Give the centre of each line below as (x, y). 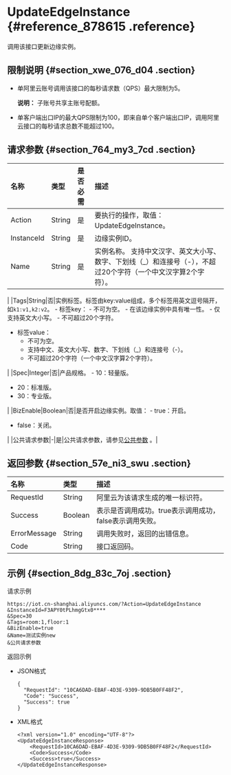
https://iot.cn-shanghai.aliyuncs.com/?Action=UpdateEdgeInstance (104, 604)
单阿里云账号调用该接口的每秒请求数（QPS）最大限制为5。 (100, 88)
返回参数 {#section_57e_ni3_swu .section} (99, 463)
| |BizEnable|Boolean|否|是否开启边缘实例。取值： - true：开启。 (99, 411)
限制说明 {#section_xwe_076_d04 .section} (101, 70)
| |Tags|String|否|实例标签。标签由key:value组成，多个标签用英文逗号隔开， (114, 301)
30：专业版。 (36, 395)
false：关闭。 (36, 425)
